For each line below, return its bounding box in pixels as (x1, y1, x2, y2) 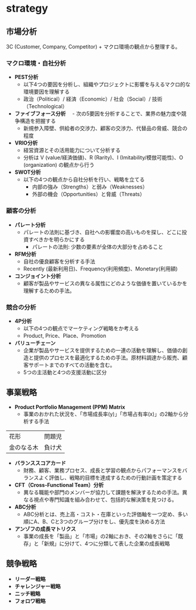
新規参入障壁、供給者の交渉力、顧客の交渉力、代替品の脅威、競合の (23, 125, 188, 132)
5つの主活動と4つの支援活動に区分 (23, 368, 107, 376)
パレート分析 (14, 221, 46, 228)
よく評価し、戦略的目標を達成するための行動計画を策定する (39, 474, 183, 481)
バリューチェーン (14, 339, 56, 347)
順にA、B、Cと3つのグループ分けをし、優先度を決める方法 (23, 518, 166, 525)
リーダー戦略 (14, 575, 46, 582)
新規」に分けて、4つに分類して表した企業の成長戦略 (43, 540, 170, 547)
